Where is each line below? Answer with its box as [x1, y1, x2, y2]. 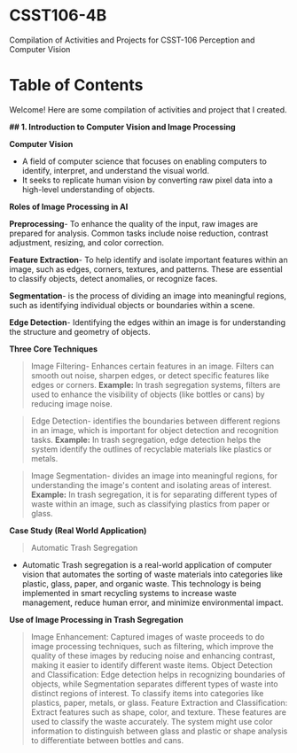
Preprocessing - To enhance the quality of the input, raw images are [9, 218, 259, 229]
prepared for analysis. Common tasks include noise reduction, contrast [9, 228, 269, 238]
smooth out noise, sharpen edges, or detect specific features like [30, 369, 270, 381]
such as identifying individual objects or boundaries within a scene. [9, 299, 255, 310]
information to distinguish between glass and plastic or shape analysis [30, 726, 288, 736]
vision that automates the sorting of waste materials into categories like [21, 569, 284, 579]
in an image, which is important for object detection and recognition [30, 424, 279, 435]
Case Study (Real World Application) [9, 524, 147, 536]
